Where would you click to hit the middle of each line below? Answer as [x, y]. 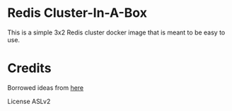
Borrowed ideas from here [46, 87]
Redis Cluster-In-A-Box [77, 13]
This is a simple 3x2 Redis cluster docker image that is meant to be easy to [116, 32]
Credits [29, 68]
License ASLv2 [29, 101]
